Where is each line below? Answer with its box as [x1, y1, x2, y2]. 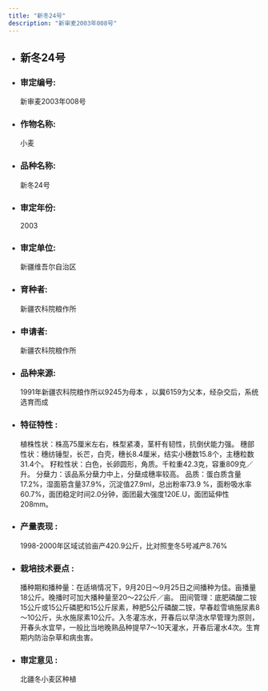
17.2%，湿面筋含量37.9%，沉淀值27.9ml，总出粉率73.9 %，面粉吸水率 [19, 479, 252, 489]
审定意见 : [19, 655, 58, 666]
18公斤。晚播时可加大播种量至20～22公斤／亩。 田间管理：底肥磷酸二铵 [19, 592, 258, 602]
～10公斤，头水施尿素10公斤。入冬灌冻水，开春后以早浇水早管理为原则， [19, 612, 259, 622]
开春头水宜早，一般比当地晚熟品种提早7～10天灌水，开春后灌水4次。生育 [19, 623, 261, 632]
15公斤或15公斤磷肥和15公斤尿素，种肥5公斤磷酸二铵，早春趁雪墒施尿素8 [19, 603, 260, 612]
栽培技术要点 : [19, 563, 74, 574]
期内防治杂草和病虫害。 [19, 632, 98, 642]
